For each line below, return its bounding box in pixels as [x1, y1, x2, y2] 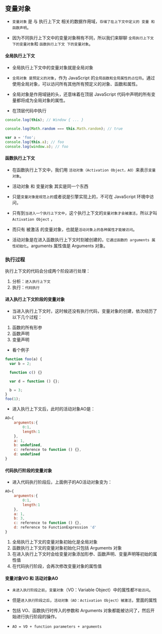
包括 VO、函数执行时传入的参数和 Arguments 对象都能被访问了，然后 [12, 608, 151, 614]
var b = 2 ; [9, 361, 32, 366]
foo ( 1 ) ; [5, 396, 21, 402]
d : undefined [14, 452, 40, 457]
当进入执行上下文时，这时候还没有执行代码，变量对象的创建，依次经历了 [12, 308, 157, 314]
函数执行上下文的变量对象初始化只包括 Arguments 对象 [12, 545, 122, 550]
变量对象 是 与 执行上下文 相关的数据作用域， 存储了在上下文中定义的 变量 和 [12, 18, 155, 24]
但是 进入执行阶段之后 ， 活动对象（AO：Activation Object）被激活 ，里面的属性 [12, 597, 157, 603]
